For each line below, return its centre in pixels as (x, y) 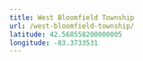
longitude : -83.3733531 (54, 43)
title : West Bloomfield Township (72, 17)
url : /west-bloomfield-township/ (72, 26)
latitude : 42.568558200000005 (66, 34)
